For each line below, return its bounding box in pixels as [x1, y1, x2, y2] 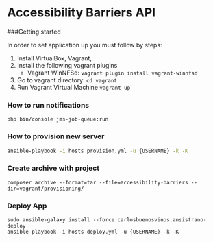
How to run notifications [7, 100, 90, 110]
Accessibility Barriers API [7, 5, 156, 21]
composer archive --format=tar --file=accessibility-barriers [7, 179, 188, 186]
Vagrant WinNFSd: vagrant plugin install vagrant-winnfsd [27, 69, 198, 77]
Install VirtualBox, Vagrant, [16, 53, 92, 62]
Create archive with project [7, 163, 100, 173]
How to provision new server [7, 132, 105, 141]
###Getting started [7, 27, 62, 36]
